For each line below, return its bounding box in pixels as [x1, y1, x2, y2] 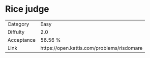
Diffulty [7, 29, 25, 35]
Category [7, 21, 30, 28]
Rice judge [5, 3, 49, 15]
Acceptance [7, 36, 36, 43]
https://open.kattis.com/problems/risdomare [40, 44, 143, 51]
